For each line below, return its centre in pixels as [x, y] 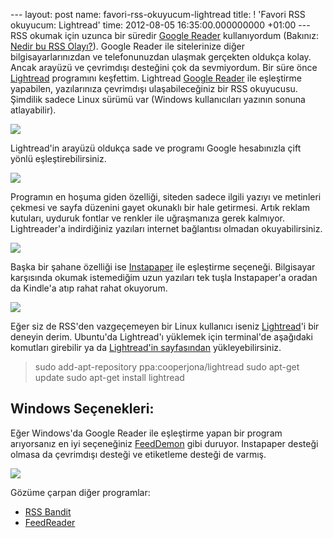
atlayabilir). [33, 110]
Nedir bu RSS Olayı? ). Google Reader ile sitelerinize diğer [127, 46]
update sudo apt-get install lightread [109, 377]
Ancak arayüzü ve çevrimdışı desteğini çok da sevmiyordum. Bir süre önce [164, 67]
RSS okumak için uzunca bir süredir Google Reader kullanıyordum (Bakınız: [164, 35]
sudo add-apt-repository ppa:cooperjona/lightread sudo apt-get [167, 367]
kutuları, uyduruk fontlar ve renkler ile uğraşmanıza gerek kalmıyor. [147, 218]
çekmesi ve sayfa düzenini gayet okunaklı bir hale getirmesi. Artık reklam [160, 207]
